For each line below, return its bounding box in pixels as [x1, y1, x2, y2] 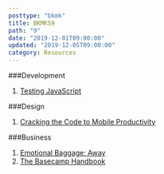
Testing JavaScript [19, 86, 82, 96]
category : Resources [8, 49, 77, 57]
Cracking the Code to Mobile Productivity [19, 117, 156, 126]
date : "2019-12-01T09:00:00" [8, 34, 105, 42]
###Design [8, 101, 45, 111]
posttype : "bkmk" [8, 11, 66, 20]
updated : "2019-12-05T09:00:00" [8, 42, 115, 49]
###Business [8, 132, 52, 142]
